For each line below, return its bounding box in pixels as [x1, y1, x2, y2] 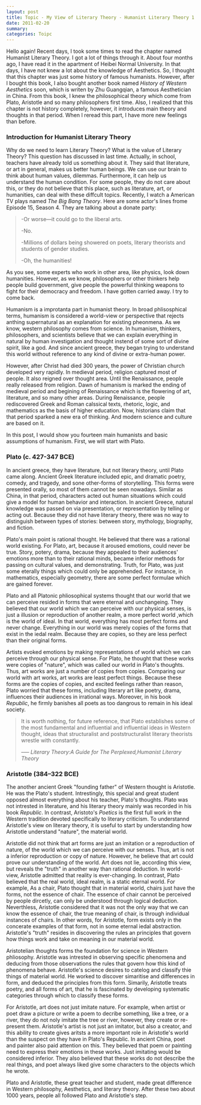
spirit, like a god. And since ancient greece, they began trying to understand [6, 344, 194, 352]
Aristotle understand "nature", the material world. [6, 828, 128, 836]
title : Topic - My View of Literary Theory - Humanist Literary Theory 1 [6, 14, 195, 20]
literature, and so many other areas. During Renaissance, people [6, 394, 165, 402]
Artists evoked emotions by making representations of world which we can [6, 648, 191, 655]
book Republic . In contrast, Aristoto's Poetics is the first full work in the [6, 809, 182, 816]
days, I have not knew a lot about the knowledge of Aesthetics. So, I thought [6, 67, 195, 74]
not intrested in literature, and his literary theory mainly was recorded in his [6, 803, 192, 810]
